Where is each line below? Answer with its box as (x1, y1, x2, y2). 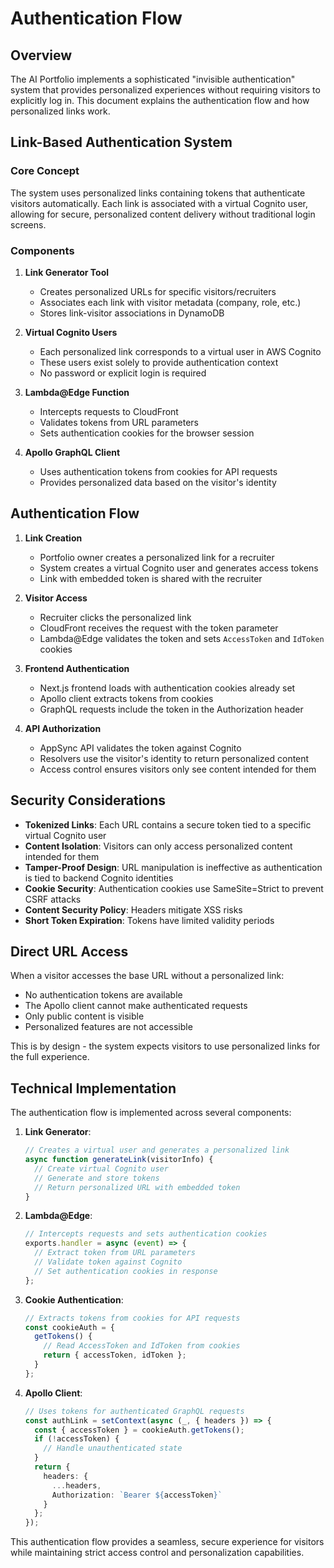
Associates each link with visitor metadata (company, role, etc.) (39, 296, 302, 308)
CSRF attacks (24, 893, 82, 905)
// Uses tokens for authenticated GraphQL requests (24, 1406, 245, 1416)
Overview (10, 47, 73, 64)
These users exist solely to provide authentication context (39, 356, 279, 368)
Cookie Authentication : (24, 1293, 124, 1306)
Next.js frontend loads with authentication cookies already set (39, 682, 296, 694)
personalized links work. (10, 105, 111, 117)
